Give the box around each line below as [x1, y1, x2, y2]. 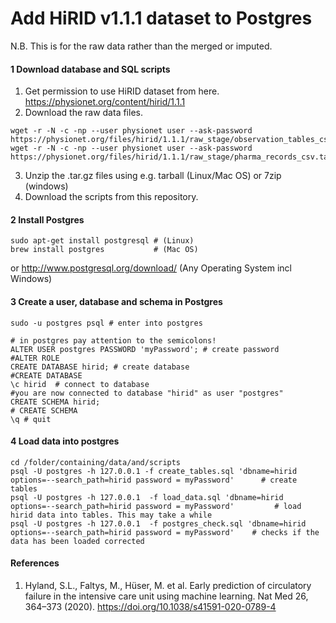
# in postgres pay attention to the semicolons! [10, 335, 217, 346]
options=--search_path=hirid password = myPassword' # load [10, 501, 302, 511]
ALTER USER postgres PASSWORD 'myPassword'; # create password [10, 344, 280, 354]
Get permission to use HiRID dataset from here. [24, 85, 220, 97]
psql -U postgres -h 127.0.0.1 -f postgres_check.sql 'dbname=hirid [10, 518, 307, 529]
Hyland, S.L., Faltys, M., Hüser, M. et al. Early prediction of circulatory [24, 579, 312, 591]
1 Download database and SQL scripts [10, 63, 171, 75]
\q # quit [10, 414, 52, 424]
